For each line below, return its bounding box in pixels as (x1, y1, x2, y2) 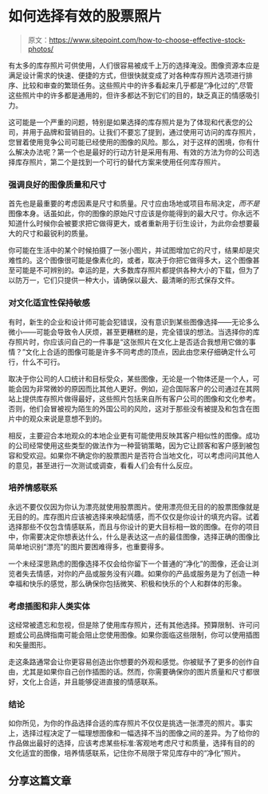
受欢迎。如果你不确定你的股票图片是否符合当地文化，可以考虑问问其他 (22, 450, 253, 460)
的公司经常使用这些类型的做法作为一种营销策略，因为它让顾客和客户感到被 (8, 440, 253, 450)
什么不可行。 (22, 356, 65, 367)
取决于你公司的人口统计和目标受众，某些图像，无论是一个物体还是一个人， (8, 374, 253, 383)
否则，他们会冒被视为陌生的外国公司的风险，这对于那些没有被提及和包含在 (8, 403, 253, 413)
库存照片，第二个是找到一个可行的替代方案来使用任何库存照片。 (14, 157, 225, 167)
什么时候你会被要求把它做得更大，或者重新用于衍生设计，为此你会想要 (22, 218, 253, 228)
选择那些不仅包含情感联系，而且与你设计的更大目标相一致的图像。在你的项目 (8, 521, 260, 531)
